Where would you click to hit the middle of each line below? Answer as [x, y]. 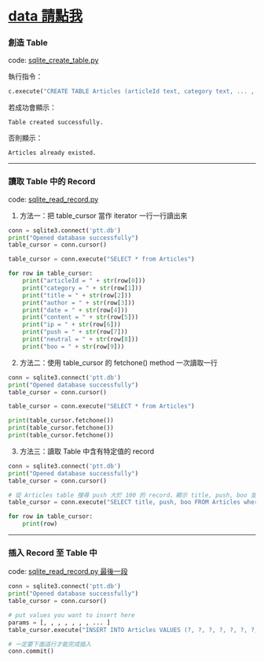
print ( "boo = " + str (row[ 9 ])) [73, 346]
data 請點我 [46, 16]
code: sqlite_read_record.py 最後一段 [68, 571]
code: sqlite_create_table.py [53, 61]
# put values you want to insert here [71, 615]
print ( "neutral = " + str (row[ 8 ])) [81, 339]
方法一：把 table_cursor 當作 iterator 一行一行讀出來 [103, 215]
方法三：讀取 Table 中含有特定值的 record [87, 451]
